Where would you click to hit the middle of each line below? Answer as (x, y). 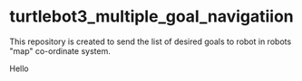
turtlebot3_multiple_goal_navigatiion (152, 17)
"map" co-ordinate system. (60, 50)
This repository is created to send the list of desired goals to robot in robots (151, 41)
